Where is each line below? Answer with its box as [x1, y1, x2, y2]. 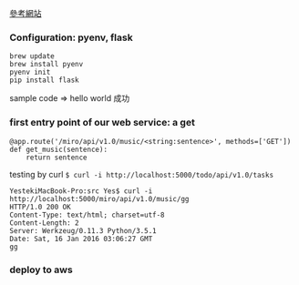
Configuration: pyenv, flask [9, 31, 134, 44]
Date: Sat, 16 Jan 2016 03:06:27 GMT [9, 234, 153, 243]
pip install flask [9, 76, 79, 85]
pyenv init [9, 67, 51, 77]
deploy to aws [9, 263, 73, 276]
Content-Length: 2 [9, 218, 79, 228]
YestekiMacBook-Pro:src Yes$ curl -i [9, 186, 153, 196]
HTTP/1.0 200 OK [9, 202, 71, 211]
